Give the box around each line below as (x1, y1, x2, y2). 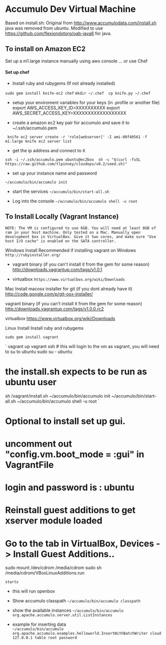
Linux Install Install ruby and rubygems (5, 325, 84, 331)
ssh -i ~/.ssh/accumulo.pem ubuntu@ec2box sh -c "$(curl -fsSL (5, 157, 141, 162)
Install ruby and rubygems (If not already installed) (12, 80, 115, 86)
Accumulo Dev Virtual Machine (5, 3, 136, 15)
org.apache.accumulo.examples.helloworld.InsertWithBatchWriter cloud (12, 631, 162, 636)
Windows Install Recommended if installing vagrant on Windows (5, 247, 136, 253)
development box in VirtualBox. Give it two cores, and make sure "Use (5, 234, 156, 239)
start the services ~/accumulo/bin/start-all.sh (12, 188, 110, 194)
